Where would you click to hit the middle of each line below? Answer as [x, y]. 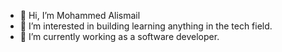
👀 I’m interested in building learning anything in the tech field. [146, 26]
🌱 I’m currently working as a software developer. [119, 36]
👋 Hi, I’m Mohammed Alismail [80, 15]
